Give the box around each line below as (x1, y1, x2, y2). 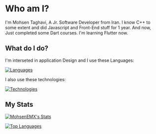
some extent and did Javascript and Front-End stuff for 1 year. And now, (5, 24, 152, 30)
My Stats (5, 100, 34, 109)
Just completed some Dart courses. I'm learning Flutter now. (5, 30, 128, 36)
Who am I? (5, 3, 49, 14)
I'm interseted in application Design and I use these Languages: (5, 57, 134, 63)
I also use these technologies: (5, 76, 66, 82)
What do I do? (5, 44, 48, 52)
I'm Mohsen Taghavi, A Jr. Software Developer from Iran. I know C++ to (5, 19, 151, 25)
